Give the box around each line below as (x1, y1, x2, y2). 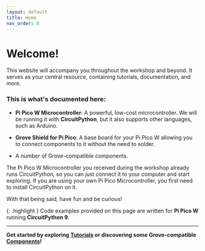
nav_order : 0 (6, 20, 40, 26)
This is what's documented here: (6, 95, 106, 104)
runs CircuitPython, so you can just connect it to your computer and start (6, 170, 190, 178)
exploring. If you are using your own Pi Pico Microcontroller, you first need (6, 176, 193, 184)
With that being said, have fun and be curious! (6, 195, 123, 202)
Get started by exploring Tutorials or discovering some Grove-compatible (6, 231, 196, 238)
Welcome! (6, 46, 59, 60)
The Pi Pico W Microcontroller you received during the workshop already (6, 164, 190, 171)
